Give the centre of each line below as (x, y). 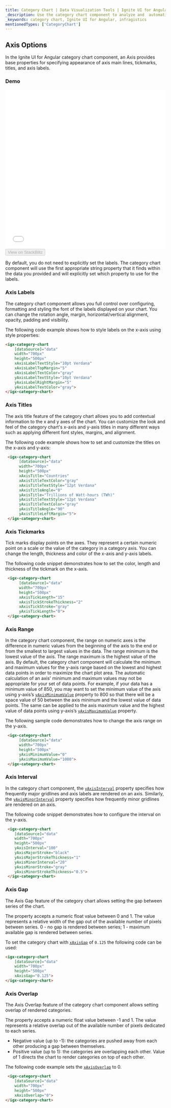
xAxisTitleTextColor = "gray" (49, 481)
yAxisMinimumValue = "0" (43, 754)
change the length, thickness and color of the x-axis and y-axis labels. (79, 553)
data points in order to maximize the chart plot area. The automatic (75, 673)
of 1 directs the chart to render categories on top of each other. (79, 1057)
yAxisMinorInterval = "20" (41, 862)
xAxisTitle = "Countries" (44, 476)
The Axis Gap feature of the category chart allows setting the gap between (84, 900)
